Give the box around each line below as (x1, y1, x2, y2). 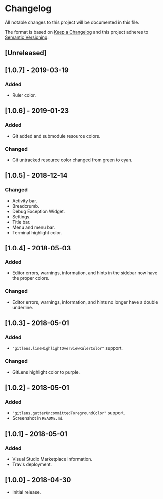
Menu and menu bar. (12, 224, 55, 230)
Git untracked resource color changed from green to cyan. (12, 157, 133, 163)
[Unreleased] (5, 49, 47, 57)
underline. (12, 304, 33, 310)
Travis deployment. (12, 461, 52, 467)
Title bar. (12, 219, 31, 225)
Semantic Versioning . (5, 34, 49, 40)
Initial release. (12, 489, 41, 495)
